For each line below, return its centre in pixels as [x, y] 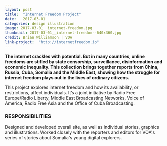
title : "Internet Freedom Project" [43, 14]
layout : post [19, 10]
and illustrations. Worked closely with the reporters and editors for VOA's [80, 132]
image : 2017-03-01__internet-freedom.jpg [49, 28]
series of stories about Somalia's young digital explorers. [64, 138]
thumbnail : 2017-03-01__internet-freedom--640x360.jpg [63, 33]
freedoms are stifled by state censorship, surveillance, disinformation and [84, 62]
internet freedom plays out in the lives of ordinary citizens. [67, 77]
